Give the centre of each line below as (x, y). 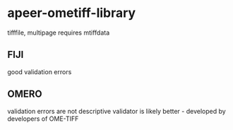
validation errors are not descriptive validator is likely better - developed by (116, 111)
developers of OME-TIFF (43, 119)
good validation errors (40, 71)
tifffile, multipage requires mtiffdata (59, 32)
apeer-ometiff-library (72, 13)
